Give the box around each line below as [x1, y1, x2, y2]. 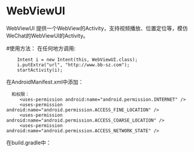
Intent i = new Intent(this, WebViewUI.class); [17, 57, 138, 63]
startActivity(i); [17, 67, 63, 73]
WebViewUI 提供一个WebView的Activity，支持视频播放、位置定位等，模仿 [6, 24, 188, 32]
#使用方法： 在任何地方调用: [6, 45, 76, 52]
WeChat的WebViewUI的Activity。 [6, 32, 89, 39]
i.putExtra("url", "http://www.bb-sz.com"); [17, 61, 130, 68]
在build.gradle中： [6, 139, 52, 146]
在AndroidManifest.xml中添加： [6, 78, 84, 85]
